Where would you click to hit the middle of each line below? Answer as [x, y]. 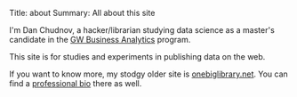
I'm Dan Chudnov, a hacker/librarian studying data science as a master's [142, 30]
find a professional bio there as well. [76, 83]
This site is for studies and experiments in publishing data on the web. [137, 57]
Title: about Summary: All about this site [82, 13]
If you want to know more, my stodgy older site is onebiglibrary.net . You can [149, 74]
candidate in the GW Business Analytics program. [100, 40]
